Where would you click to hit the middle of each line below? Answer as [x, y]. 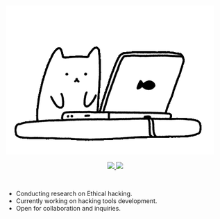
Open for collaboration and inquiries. [68, 208]
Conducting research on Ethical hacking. [74, 193]
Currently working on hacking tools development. [86, 201]
